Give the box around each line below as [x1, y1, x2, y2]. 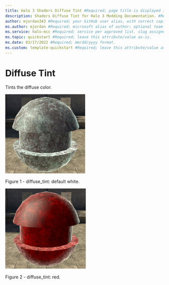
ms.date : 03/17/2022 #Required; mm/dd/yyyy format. [5, 40, 116, 45]
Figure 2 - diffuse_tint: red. [5, 274, 61, 280]
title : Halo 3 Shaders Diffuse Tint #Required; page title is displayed [5, 8, 161, 13]
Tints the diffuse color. [5, 84, 52, 90]
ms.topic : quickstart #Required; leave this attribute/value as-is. [5, 35, 152, 40]
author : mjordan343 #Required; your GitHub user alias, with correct [5, 19, 154, 24]
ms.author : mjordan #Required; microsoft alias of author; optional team [5, 24, 163, 29]
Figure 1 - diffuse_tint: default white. [5, 178, 80, 184]
